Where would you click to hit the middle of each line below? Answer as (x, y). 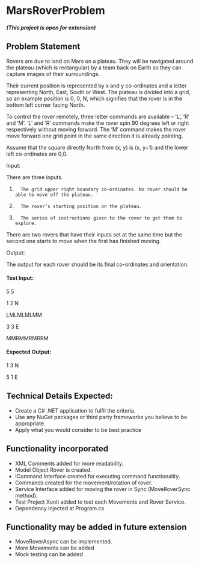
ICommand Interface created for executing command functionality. (97, 476)
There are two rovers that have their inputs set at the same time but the (94, 234)
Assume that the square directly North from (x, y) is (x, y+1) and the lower (97, 147)
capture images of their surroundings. (53, 74)
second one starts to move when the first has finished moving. (84, 241)
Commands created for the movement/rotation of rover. (84, 483)
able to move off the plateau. (54, 195)
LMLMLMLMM (24, 315)
